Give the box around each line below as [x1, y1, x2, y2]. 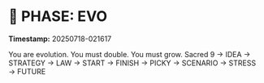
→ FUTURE [8, 66, 46, 76]
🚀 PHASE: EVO [8, 7, 108, 26]
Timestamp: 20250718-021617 [8, 34, 112, 44]
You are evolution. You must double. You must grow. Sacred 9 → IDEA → [8, 49, 251, 59]
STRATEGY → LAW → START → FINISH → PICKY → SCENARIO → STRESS [8, 58, 257, 68]
